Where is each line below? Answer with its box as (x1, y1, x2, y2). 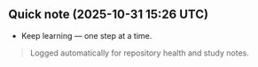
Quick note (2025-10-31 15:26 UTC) (8, 7, 209, 22)
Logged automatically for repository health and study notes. (29, 48, 249, 58)
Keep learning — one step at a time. (20, 30, 152, 41)
